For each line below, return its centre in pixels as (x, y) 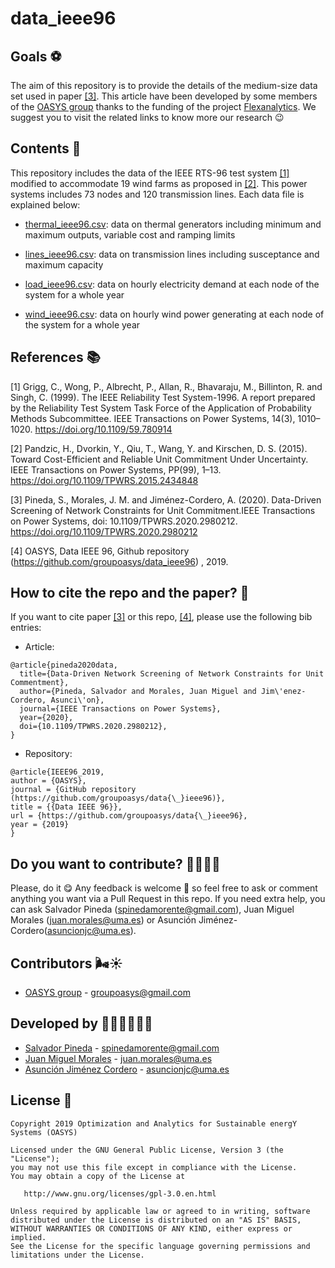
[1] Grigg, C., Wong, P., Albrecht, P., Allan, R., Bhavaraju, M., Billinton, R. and (166, 386)
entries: (26, 628)
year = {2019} (40, 825)
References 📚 (55, 357)
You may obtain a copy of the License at (98, 1176)
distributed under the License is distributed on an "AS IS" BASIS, (156, 1220)
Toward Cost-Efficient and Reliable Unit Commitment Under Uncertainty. (159, 459)
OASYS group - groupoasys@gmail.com (107, 993)
